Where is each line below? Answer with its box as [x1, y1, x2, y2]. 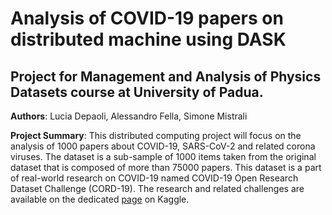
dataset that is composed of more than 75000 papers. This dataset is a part [10, 162, 322, 173]
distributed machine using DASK [10, 28, 287, 51]
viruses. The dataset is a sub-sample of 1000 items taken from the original [10, 151, 317, 162]
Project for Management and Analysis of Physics [10, 68, 322, 85]
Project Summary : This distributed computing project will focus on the [10, 130, 302, 141]
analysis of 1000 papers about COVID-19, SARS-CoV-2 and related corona [10, 140, 316, 152]
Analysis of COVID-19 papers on [10, 7, 284, 30]
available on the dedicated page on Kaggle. [10, 193, 190, 205]
